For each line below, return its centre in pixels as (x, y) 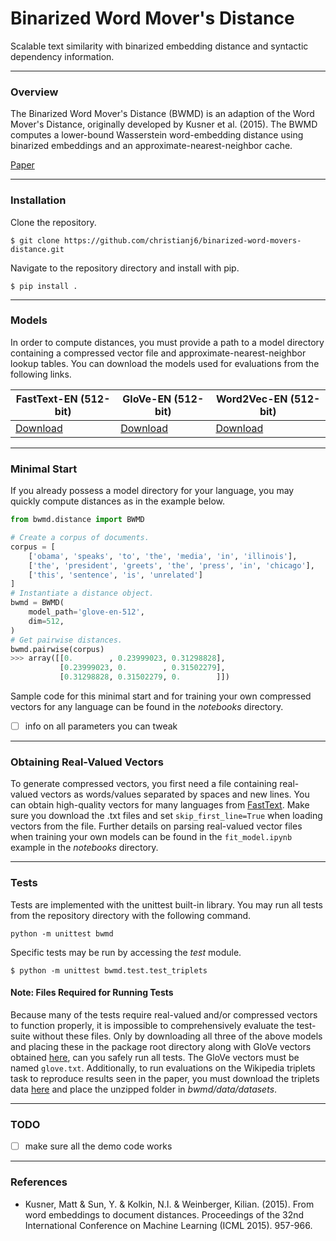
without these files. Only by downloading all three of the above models (177, 1036)
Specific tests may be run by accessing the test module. (126, 952)
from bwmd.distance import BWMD (77, 520)
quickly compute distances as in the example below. (118, 501)
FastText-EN (46, 399)
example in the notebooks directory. (84, 848)
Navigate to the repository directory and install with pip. (125, 268)
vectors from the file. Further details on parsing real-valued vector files (156, 826)
